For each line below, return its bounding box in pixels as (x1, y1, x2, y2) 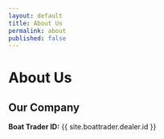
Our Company (8, 100, 80, 114)
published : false (8, 34, 67, 43)
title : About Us (8, 19, 63, 27)
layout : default (8, 11, 63, 20)
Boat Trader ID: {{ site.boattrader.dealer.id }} (8, 122, 157, 132)
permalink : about (8, 27, 67, 35)
